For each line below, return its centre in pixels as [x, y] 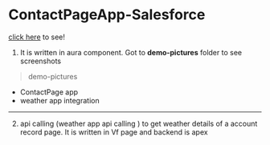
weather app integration [59, 100]
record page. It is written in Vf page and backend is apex [114, 132]
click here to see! [37, 37]
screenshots [41, 61]
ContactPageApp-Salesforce [107, 15]
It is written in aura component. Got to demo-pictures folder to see [131, 52]
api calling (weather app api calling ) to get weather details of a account [139, 123]
